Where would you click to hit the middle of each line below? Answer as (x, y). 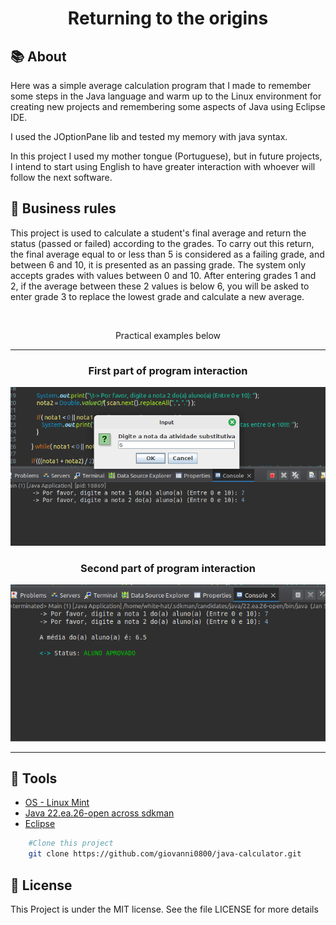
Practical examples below (168, 335)
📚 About (38, 56)
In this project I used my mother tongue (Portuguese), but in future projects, (166, 156)
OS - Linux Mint (57, 803)
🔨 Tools (34, 778)
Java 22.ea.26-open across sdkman (99, 813)
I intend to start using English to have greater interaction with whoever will (163, 166)
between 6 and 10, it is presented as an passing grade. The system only (158, 264)
